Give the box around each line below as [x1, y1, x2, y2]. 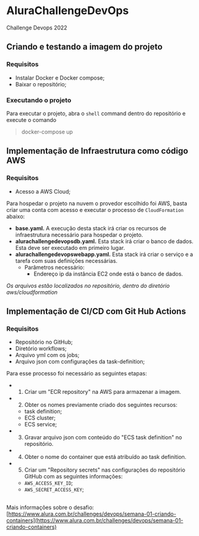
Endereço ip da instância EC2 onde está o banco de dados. [33, 270, 184, 277]
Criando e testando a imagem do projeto [6, 42, 163, 52]
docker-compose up [21, 128, 73, 135]
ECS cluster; [24, 414, 56, 421]
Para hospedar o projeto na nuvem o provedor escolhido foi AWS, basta [6, 200, 188, 207]
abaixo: [6, 213, 25, 220]
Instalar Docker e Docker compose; [15, 74, 105, 81]
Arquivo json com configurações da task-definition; [15, 358, 145, 365]
